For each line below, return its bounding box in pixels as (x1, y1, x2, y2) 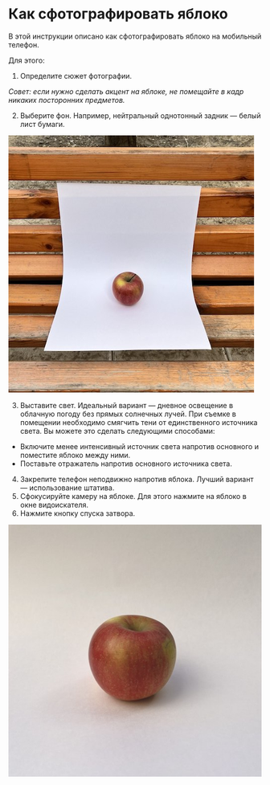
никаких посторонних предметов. (8, 95, 125, 104)
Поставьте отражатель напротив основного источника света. (19, 459, 233, 468)
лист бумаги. (19, 119, 66, 129)
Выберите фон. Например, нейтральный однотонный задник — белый (19, 110, 261, 121)
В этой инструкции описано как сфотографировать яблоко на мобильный (8, 31, 262, 41)
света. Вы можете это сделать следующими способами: (19, 426, 215, 435)
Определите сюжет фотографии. (19, 71, 133, 80)
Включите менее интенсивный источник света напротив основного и (19, 441, 260, 451)
